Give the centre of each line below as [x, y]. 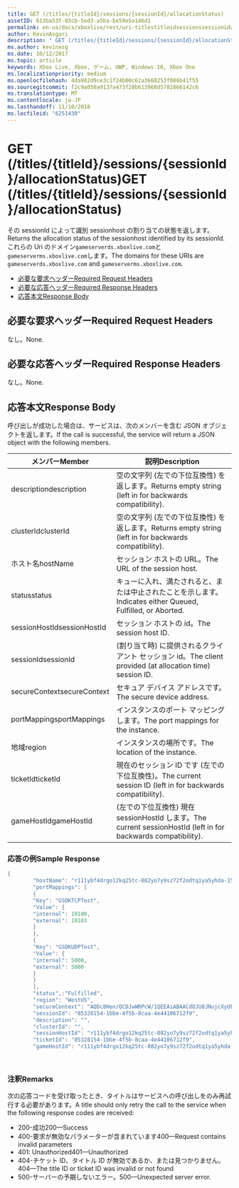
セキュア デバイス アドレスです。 [171, 688]
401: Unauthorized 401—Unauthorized [73, 1152]
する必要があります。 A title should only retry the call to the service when [119, 1105]
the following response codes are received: [71, 1113]
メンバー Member [60, 462]
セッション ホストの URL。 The [167, 559]
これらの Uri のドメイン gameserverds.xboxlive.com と [85, 246]
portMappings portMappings [58, 719]
